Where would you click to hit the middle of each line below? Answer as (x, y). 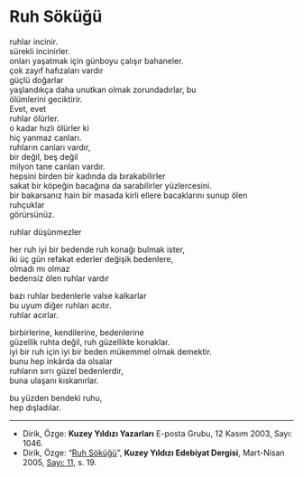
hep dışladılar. (35, 407)
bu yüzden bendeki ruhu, (56, 397)
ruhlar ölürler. (34, 118)
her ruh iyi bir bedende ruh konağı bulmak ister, (97, 249)
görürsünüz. (32, 214)
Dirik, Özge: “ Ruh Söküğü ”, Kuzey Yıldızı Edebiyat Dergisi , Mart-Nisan (154, 453)
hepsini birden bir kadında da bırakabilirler (87, 176)
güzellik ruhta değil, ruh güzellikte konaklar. (90, 341)
